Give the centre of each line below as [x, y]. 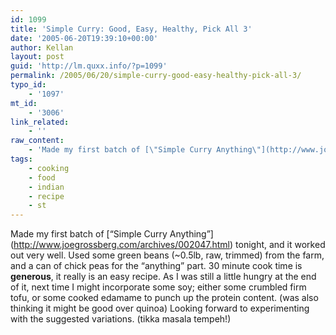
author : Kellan [42, 47]
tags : [21, 159]
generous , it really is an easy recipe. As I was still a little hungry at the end [163, 277]
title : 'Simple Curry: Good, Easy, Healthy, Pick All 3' [131, 29]
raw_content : [37, 141]
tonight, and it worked [280, 245]
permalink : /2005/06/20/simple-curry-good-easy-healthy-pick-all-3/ [156, 76]
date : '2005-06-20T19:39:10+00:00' [84, 38]
